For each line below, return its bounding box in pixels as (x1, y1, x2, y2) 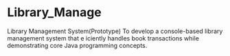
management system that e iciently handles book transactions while (7, 34, 199, 42)
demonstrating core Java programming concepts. (7, 41, 148, 49)
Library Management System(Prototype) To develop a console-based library (7, 27, 223, 35)
